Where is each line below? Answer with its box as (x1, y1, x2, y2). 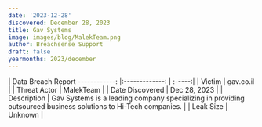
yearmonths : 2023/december (8, 56, 96, 63)
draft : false (8, 48, 51, 56)
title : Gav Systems (8, 26, 72, 34)
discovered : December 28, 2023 (8, 19, 111, 27)
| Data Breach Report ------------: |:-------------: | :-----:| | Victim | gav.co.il (8, 76, 255, 86)
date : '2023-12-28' (8, 11, 72, 20)
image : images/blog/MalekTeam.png (8, 33, 122, 42)
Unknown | (8, 110, 44, 119)
